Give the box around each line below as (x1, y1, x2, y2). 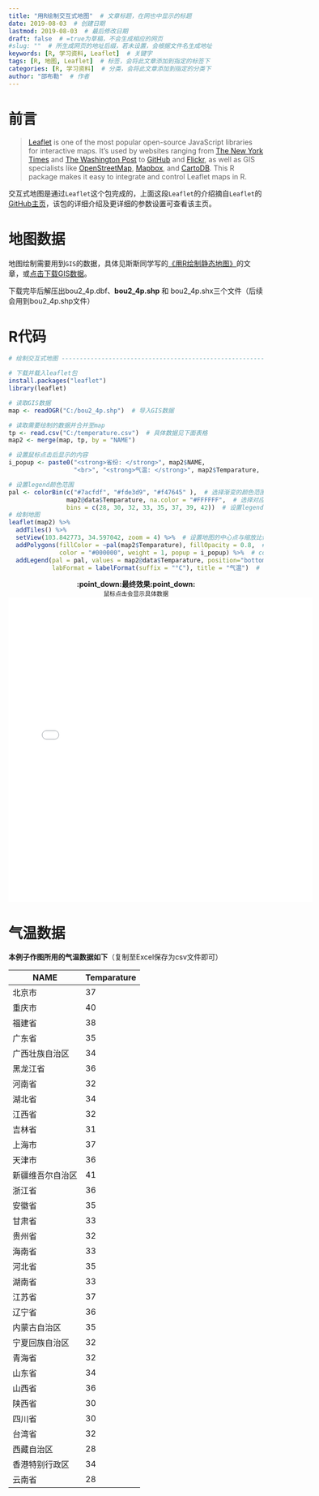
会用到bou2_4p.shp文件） (8, 295, 95, 305)
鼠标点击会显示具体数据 (103, 590, 169, 598)
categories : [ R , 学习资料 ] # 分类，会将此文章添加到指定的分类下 (8, 65, 212, 73)
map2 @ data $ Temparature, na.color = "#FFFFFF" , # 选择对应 (66, 496, 265, 504)
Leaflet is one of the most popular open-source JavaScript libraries (28, 137, 253, 147)
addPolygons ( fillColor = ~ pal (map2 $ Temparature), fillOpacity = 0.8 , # (15, 541, 266, 549)
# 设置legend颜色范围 (8, 481, 74, 489)
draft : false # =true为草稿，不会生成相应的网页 (8, 34, 164, 43)
